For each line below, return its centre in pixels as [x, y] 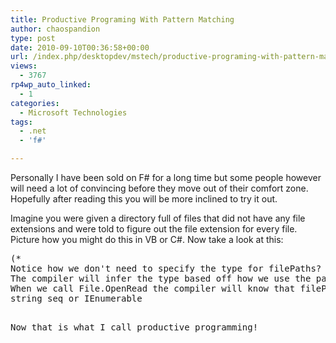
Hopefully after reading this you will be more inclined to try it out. [144, 199]
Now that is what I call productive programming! [134, 327]
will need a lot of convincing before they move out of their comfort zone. [159, 188]
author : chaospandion [55, 29]
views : [24, 66]
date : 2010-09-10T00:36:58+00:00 [80, 47]
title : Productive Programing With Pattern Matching [122, 19]
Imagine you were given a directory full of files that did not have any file [158, 218]
